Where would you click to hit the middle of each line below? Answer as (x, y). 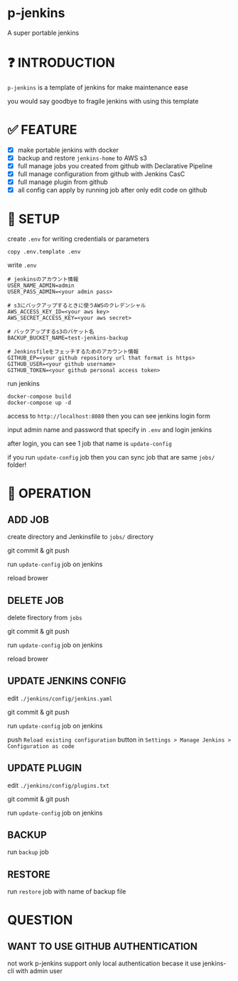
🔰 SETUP (34, 219)
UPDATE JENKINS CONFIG (67, 681)
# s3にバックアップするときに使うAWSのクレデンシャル (77, 306)
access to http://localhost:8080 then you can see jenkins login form (109, 416)
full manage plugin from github (63, 182)
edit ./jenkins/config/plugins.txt (59, 785)
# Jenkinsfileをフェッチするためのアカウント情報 (73, 352)
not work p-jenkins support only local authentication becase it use (104, 963)
